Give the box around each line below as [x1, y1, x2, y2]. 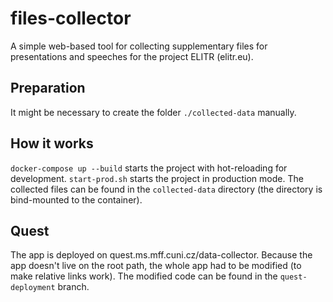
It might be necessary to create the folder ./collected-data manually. [10, 106, 297, 118]
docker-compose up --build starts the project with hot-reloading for [10, 162, 288, 174]
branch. [57, 281, 90, 293]
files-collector [10, 7, 132, 30]
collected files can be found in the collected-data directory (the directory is [10, 183, 323, 195]
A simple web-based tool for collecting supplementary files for [10, 40, 268, 52]
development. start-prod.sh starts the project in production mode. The [10, 172, 304, 184]
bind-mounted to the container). [10, 193, 143, 206]
